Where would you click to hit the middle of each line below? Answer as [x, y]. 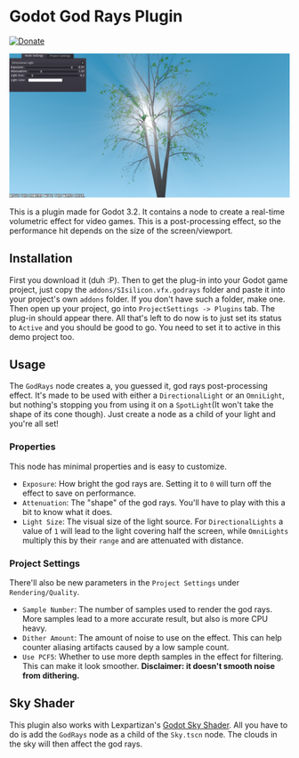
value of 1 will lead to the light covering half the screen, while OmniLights [155, 530]
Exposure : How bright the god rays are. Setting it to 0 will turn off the [146, 483]
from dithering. [51, 676]
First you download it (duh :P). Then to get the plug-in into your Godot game [149, 280]
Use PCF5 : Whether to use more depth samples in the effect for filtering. [153, 657]
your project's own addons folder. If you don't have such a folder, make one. [147, 299]
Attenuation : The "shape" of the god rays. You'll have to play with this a [154, 502]
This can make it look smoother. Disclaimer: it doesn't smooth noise [149, 666]
